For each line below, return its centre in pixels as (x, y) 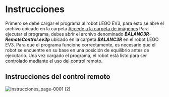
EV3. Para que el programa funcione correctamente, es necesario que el (80, 44)
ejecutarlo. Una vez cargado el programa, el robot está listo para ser (76, 55)
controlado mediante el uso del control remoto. (54, 61)
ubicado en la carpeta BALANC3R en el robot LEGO (105, 39)
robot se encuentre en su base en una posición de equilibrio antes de (77, 50)
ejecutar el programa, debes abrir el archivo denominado (64, 34)
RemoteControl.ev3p (28, 39)
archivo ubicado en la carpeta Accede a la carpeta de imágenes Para (77, 28)
